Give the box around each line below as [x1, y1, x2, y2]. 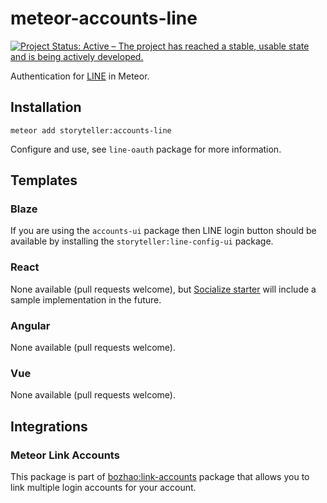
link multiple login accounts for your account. [10, 482, 197, 494]
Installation [10, 99, 82, 116]
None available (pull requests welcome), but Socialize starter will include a [10, 283, 317, 295]
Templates [10, 172, 78, 189]
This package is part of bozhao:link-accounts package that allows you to [10, 471, 310, 483]
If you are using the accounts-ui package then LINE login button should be [10, 225, 317, 237]
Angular [10, 318, 51, 332]
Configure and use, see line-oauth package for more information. [10, 143, 282, 155]
